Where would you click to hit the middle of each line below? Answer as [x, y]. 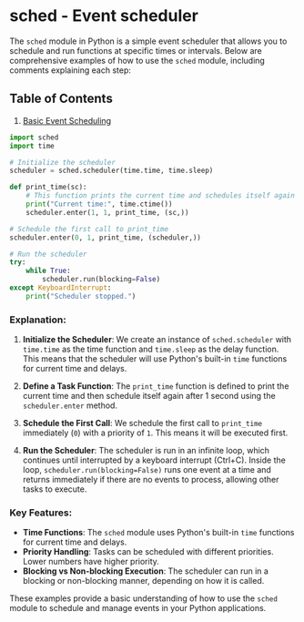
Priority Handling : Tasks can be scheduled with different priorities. [148, 552]
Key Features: [41, 513]
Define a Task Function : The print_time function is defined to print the [156, 386]
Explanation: [38, 320]
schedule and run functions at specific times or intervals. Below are [136, 50]
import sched [34, 138]
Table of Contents [61, 99]
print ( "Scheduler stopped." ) [81, 296]
